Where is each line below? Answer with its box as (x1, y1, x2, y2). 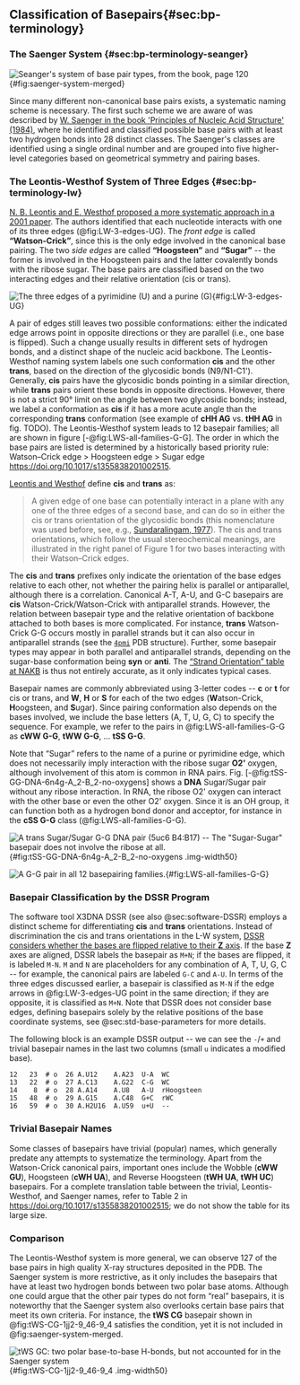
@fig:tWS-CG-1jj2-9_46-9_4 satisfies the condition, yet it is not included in (9, 1319, 284, 1329)
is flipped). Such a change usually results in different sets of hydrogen (9, 337, 269, 347)
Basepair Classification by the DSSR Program (9, 890, 210, 903)
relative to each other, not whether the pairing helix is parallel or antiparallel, (9, 579, 290, 591)
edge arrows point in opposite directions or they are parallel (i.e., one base (9, 327, 285, 337)
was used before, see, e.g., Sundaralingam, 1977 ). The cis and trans (30, 524, 282, 535)
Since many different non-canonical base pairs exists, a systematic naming (9, 95, 287, 106)
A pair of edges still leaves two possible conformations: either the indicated (9, 318, 288, 329)
